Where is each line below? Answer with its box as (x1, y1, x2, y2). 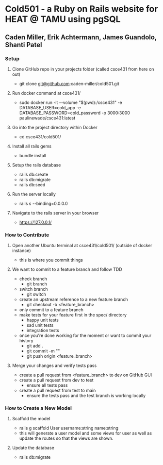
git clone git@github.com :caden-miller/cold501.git (19, 81, 120, 86)
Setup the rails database (12, 162, 61, 168)
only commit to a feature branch (19, 307, 84, 313)
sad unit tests (26, 322, 54, 328)
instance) (12, 248, 31, 253)
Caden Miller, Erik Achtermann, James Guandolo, (5, 33, 157, 41)
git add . (26, 343, 43, 349)
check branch (19, 276, 47, 282)
